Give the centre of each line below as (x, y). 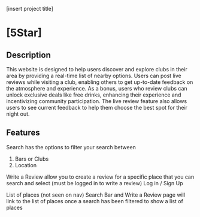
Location (26, 165)
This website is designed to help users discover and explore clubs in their (97, 69)
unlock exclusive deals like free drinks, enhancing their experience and (94, 95)
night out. (18, 114)
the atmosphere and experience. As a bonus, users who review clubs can (97, 88)
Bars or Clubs (32, 159)
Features (23, 133)
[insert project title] (30, 9)
